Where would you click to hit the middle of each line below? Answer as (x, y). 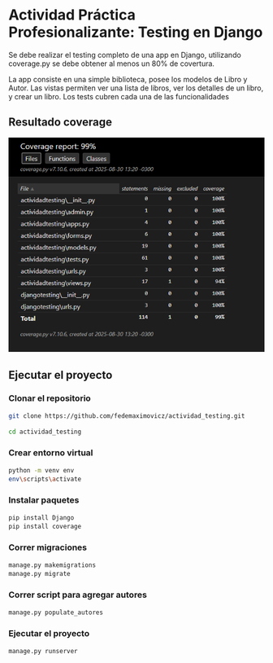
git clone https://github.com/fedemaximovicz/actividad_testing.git (127, 416)
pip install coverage (45, 527)
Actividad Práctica (72, 15)
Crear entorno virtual (51, 452)
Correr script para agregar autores (78, 595)
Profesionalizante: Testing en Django (136, 32)
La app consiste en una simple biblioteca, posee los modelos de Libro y (128, 79)
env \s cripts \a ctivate (45, 479)
